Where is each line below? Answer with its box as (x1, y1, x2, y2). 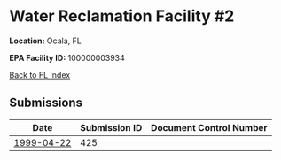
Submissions (9, 95, 82, 110)
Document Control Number (150, 121, 268, 133)
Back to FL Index (9, 69, 71, 80)
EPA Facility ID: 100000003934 (9, 52, 126, 63)
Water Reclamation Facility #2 (9, 6, 235, 27)
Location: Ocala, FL (9, 35, 82, 46)
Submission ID (79, 121, 143, 133)
